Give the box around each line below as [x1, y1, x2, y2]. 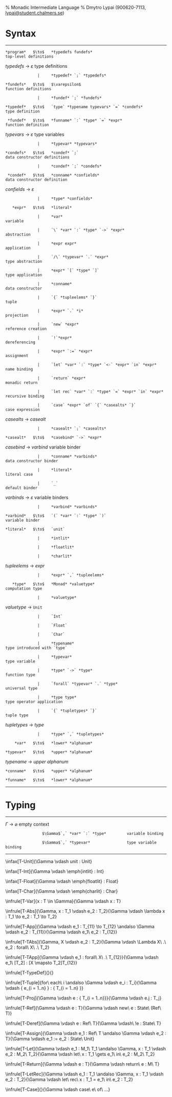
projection [5, 312, 29, 318]
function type [5, 672, 36, 677]
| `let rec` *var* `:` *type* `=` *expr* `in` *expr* [37, 389, 164, 394]
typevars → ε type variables [5, 131, 64, 138]
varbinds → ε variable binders [5, 494, 69, 500]
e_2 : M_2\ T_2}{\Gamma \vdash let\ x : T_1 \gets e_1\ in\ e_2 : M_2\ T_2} [5, 1051, 155, 1057]
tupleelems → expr [5, 562, 45, 569]
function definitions [5, 86, 52, 91]
